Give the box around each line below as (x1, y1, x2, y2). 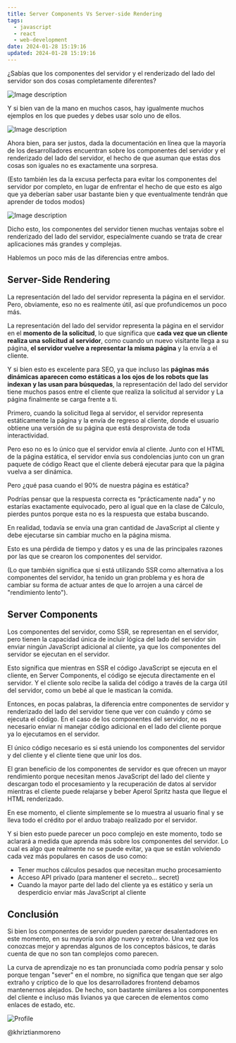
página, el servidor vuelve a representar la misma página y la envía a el (7, 344, 218, 352)
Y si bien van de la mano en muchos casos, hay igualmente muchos (7, 104, 204, 112)
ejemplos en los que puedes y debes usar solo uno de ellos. (7, 111, 182, 120)
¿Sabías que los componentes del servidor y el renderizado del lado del (7, 68, 216, 78)
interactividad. (7, 431, 49, 440)
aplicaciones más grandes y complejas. (7, 239, 122, 248)
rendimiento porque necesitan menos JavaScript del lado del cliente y (7, 772, 210, 780)
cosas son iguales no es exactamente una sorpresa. (7, 161, 159, 169)
